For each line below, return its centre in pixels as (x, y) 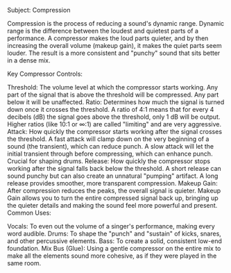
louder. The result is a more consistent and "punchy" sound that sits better (114, 53)
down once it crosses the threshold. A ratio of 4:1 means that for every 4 (111, 109)
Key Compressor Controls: (45, 74)
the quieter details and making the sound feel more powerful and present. (112, 205)
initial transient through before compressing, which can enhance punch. (110, 154)
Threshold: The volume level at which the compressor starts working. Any (113, 87)
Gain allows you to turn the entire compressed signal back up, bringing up (113, 198)
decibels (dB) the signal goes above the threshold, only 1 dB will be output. (114, 117)
